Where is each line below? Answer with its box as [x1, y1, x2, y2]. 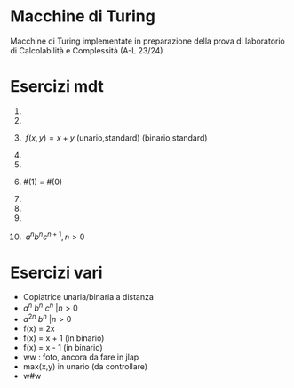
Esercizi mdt [10, 77, 105, 97]
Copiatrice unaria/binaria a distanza [22, 292, 155, 303]
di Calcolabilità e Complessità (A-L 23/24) [10, 44, 163, 55]
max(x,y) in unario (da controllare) [22, 360, 148, 371]
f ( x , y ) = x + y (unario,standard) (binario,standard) [25, 132, 208, 143]
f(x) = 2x [22, 323, 56, 334]
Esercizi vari [10, 263, 103, 282]
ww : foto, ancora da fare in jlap [22, 352, 139, 362]
